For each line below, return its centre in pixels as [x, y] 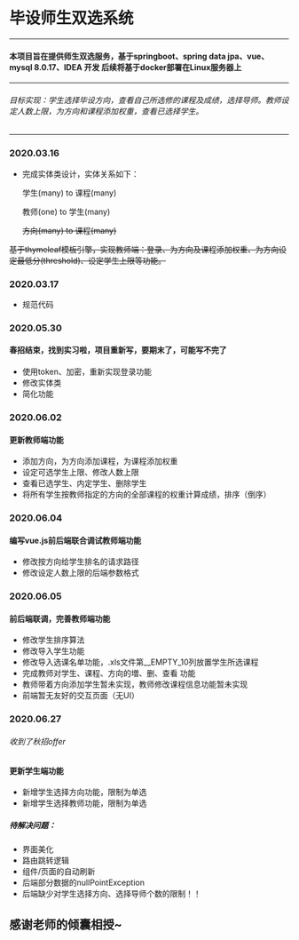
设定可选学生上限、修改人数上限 [80, 473]
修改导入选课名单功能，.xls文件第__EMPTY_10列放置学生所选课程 [140, 662]
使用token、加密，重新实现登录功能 [87, 372]
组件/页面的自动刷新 [59, 872]
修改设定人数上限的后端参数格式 [80, 573]
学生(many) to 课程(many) [69, 193]
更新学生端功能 [36, 770]
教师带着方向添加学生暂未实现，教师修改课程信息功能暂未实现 [135, 684]
